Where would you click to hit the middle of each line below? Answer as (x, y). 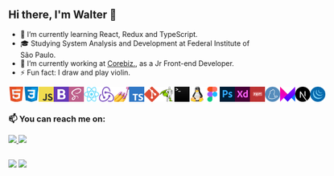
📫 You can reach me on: (57, 119)
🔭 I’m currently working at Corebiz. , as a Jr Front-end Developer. (127, 63)
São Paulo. (38, 55)
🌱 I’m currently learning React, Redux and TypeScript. (109, 34)
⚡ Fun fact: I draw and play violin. (75, 72)
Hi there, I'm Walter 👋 (62, 15)
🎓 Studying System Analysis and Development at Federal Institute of (135, 43)
